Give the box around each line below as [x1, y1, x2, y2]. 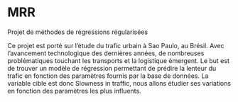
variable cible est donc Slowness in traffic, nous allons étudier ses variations [7, 79, 232, 87]
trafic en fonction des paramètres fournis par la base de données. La [7, 72, 209, 80]
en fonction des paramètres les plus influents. [7, 86, 141, 95]
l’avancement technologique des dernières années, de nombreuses [7, 49, 205, 57]
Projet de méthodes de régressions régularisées [7, 28, 148, 36]
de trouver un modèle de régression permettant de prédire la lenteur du [7, 64, 217, 72]
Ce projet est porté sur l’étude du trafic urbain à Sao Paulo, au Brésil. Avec [7, 41, 225, 50]
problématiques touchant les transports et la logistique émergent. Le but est [7, 56, 229, 64]
